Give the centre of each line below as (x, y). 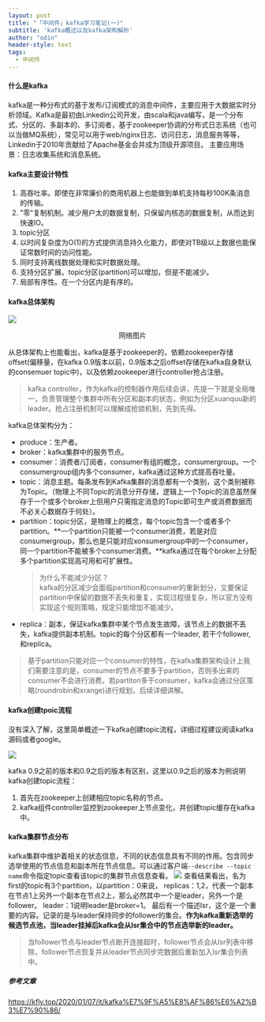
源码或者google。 (37, 739)
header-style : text (40, 45)
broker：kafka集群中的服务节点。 (74, 452)
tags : (17, 52)
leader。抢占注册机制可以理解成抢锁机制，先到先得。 (114, 409)
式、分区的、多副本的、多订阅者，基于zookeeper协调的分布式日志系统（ (126, 125)
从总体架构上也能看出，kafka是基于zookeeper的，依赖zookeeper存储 (121, 352)
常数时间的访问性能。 (61, 252)
